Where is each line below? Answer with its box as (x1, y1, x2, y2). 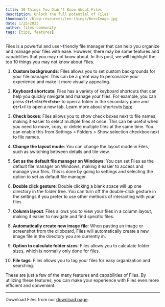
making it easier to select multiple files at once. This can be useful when (12, 118, 159, 124)
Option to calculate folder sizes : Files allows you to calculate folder (12, 243, 150, 248)
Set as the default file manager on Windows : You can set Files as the (12, 158, 154, 164)
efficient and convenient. (5, 283, 56, 288)
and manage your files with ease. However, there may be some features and (5, 48, 160, 54)
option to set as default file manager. (12, 174, 87, 179)
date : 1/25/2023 (5, 21, 39, 26)
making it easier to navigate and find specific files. (12, 214, 115, 219)
